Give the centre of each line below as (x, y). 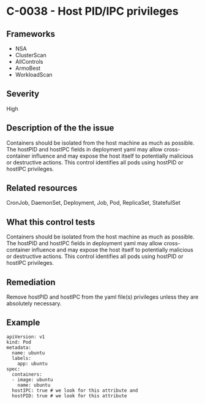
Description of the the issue (60, 128)
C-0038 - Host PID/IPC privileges (92, 11)
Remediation (31, 282)
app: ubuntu (32, 364)
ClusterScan (31, 55)
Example (23, 323)
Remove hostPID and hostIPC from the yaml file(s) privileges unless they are (102, 297)
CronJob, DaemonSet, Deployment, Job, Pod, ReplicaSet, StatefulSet (93, 203)
